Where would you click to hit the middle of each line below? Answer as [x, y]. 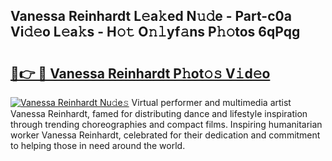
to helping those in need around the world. [98, 145]
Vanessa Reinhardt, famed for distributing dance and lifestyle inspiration [159, 113]
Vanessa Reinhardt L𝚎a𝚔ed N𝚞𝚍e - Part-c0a [151, 16]
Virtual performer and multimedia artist [211, 102]
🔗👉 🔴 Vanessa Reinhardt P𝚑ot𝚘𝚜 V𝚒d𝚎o [140, 73]
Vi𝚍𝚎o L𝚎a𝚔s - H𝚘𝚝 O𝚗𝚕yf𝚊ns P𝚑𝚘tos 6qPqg [155, 32]
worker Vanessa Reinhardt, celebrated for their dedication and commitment [165, 135]
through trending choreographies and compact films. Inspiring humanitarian [166, 124]
